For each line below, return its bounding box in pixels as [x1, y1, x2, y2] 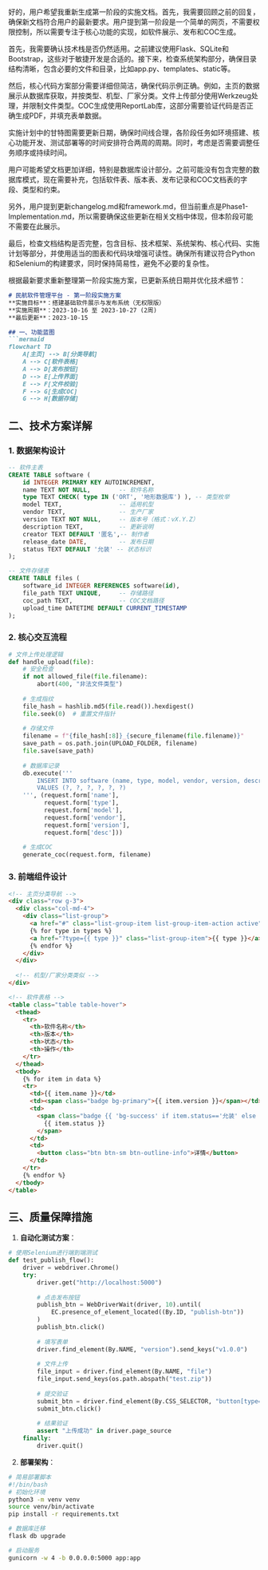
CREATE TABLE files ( [8, 575, 81, 583]
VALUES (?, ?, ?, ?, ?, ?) [37, 784, 127, 792]
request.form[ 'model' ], [43, 806, 124, 815]
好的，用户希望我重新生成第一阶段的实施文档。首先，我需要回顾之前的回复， [8, 7, 260, 17]
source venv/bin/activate [8, 1503, 94, 1511]
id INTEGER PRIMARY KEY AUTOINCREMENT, [22, 478, 156, 486]
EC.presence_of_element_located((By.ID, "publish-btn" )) [50, 1308, 245, 1316]
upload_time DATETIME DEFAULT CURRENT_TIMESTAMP [22, 604, 187, 612]
